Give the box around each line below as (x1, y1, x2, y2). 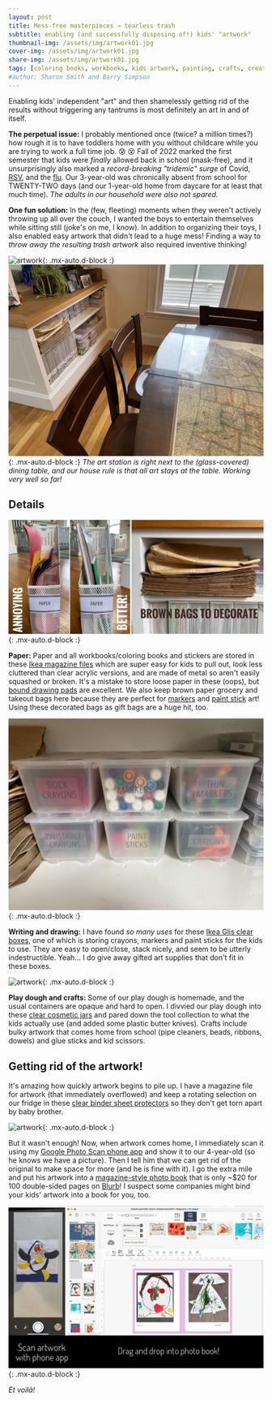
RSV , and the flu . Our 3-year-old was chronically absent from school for (8, 172, 248, 182)
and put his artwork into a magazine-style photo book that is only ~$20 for (8, 1172, 257, 1183)
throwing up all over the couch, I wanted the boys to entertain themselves (8, 213, 254, 223)
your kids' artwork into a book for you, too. (8, 1190, 151, 1200)
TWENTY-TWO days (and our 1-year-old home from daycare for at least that (8, 181, 263, 191)
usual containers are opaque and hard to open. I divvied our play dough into (8, 1001, 261, 1011)
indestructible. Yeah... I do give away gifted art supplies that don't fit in (8, 953, 244, 962)
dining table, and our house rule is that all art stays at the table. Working (8, 465, 251, 475)
